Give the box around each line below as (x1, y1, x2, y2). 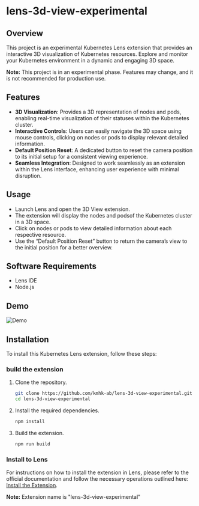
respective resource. (14, 231, 67, 238)
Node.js (14, 284, 35, 291)
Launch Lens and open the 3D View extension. (14, 206, 131, 213)
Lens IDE (14, 277, 37, 284)
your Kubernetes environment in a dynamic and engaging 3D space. (6, 57, 175, 64)
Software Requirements (6, 261, 97, 272)
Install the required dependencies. (14, 407, 100, 414)
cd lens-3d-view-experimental (14, 396, 91, 402)
